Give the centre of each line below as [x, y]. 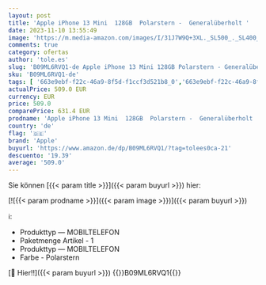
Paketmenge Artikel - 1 [57, 241]
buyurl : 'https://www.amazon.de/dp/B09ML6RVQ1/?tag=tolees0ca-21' [120, 148]
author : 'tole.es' [38, 60]
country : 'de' [32, 126]
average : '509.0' [37, 163]
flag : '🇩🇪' [28, 133]
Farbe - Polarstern [49, 257]
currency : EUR [32, 97]
